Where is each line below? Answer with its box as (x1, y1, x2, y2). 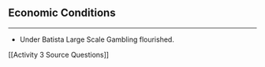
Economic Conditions (8, 6, 116, 20)
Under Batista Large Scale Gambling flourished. (19, 35, 175, 44)
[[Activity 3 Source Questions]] (8, 50, 109, 59)
